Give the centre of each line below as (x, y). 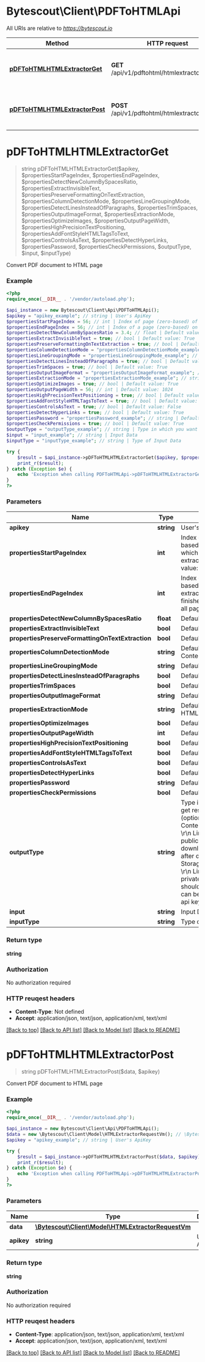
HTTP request (167, 43)
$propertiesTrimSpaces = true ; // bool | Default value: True (87, 367)
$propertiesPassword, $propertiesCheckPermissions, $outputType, (106, 246)
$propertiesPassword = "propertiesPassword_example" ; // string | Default (103, 418)
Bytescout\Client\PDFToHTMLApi (94, 11)
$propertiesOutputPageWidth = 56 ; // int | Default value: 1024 (90, 390)
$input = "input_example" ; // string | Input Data (72, 435)
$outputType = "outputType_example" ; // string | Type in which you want (102, 430)
